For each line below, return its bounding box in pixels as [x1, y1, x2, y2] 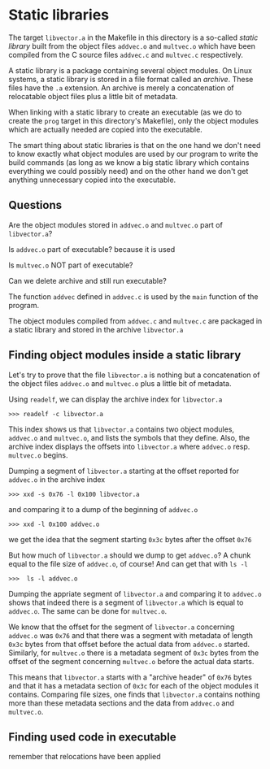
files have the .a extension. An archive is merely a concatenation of [8, 83, 234, 93]
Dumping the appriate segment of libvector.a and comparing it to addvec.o [8, 589, 262, 598]
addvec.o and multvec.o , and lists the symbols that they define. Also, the [8, 432, 250, 442]
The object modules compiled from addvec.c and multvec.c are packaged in [8, 315, 263, 326]
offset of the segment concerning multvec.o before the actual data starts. [8, 656, 255, 666]
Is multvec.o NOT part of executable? [8, 260, 133, 270]
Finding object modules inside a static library [8, 348, 242, 363]
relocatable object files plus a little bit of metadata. [8, 91, 178, 101]
